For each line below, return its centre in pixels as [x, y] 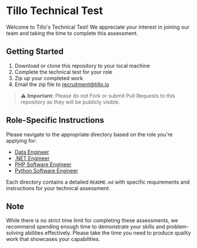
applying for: [21, 140]
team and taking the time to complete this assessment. [72, 33]
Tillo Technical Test [55, 11]
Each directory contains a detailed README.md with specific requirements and [98, 182]
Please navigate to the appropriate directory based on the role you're [89, 134]
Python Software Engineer [46, 170]
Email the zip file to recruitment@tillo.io [62, 84]
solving [15, 233]
